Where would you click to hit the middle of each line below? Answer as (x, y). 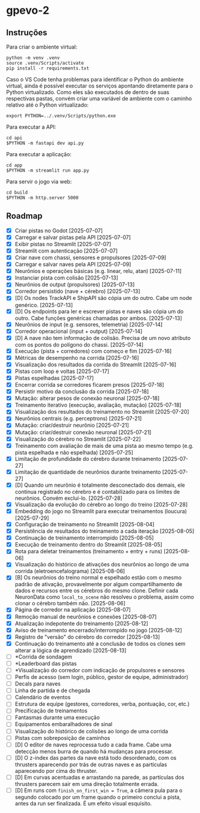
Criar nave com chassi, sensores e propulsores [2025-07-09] (90, 257)
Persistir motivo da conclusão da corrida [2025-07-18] (82, 392)
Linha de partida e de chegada (53, 691)
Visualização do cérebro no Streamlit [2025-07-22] (78, 439)
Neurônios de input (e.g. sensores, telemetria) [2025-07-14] (89, 324)
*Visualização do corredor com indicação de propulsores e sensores (100, 670)
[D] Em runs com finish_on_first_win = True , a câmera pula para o (99, 790)
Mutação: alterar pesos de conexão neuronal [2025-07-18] (87, 398)
